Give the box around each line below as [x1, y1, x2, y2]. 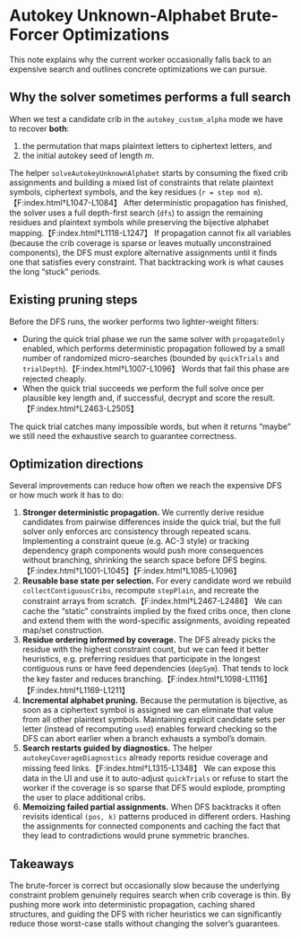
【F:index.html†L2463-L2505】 [21, 403, 139, 414]
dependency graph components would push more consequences [21, 545, 264, 557]
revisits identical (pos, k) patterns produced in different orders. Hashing [21, 811, 291, 822]
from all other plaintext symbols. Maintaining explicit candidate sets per [21, 714, 287, 725]
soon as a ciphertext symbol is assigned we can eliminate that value [21, 705, 274, 715]
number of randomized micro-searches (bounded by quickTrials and [21, 352, 279, 364]
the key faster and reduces [21, 674, 123, 685]
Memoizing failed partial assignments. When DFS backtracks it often [21, 802, 281, 812]
